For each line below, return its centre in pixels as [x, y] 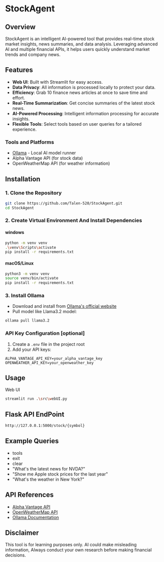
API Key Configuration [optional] [45, 333]
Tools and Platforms [30, 142]
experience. [24, 129]
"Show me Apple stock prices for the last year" [60, 474]
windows [15, 233]
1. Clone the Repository [33, 193]
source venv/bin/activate [32, 278]
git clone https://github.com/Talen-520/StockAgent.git [64, 203]
